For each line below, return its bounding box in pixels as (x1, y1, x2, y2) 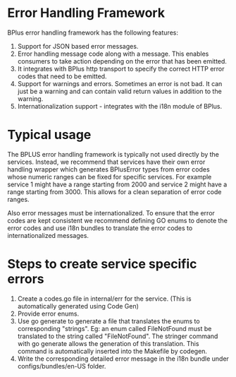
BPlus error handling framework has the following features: (7, 28, 178, 37)
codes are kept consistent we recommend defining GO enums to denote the (7, 216, 228, 225)
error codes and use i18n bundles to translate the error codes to (7, 224, 193, 232)
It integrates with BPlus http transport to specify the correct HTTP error (17, 64, 225, 73)
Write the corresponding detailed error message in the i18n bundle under (17, 354, 229, 363)
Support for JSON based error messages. (17, 42, 139, 50)
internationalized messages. (7, 231, 89, 239)
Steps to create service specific (7, 256, 197, 273)
